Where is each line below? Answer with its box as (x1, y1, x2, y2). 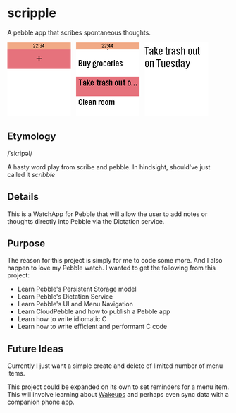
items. (7, 369, 25, 378)
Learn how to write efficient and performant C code (17, 323, 168, 331)
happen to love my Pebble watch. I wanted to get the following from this (7, 263, 216, 273)
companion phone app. (7, 397, 75, 407)
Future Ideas (7, 342, 63, 354)
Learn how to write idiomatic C (17, 315, 107, 323)
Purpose (7, 237, 46, 249)
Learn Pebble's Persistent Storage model (17, 285, 137, 294)
